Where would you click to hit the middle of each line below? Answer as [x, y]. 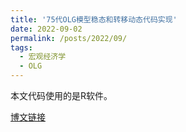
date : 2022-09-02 [46, 29]
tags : [21, 47]
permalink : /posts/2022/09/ [69, 38]
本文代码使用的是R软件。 [61, 95]
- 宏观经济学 [43, 57]
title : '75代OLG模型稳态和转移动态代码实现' [94, 19]
